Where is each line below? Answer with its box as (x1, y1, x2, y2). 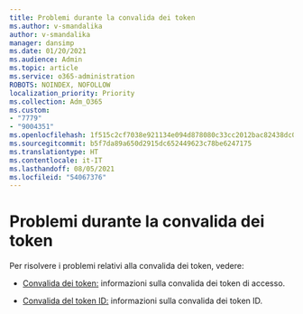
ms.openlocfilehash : (9, 131, 87, 140)
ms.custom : (9, 106, 50, 115)
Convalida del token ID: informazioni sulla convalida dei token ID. (22, 295, 263, 307)
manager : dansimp (9, 38, 75, 48)
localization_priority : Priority (9, 88, 135, 97)
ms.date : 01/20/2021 (9, 47, 87, 56)
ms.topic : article (9, 64, 78, 73)
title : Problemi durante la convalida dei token (9, 13, 196, 23)
